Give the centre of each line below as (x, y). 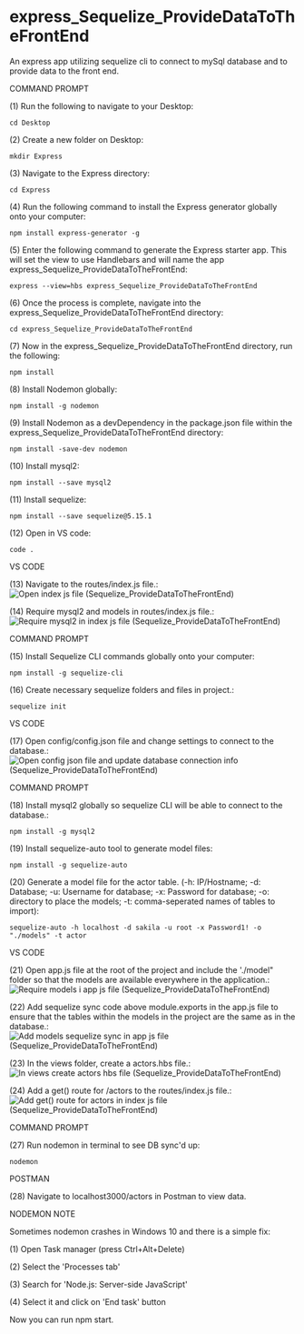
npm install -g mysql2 (52, 831)
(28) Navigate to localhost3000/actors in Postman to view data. (128, 1196)
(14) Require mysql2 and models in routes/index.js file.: (112, 611)
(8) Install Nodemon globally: (64, 389)
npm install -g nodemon (54, 406)
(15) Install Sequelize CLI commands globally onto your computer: (132, 656)
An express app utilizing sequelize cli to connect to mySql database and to (148, 61)
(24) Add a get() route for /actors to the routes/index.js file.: (121, 1090)
